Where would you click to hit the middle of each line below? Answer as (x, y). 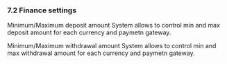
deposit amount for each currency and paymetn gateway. (89, 32)
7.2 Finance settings (42, 10)
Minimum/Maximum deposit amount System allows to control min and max (114, 25)
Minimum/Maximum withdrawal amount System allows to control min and (112, 46)
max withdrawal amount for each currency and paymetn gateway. (101, 53)
